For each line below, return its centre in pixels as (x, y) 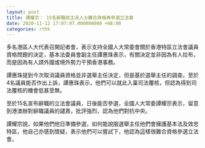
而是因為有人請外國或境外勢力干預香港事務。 (63, 62)
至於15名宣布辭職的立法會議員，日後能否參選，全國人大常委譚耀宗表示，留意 (103, 104)
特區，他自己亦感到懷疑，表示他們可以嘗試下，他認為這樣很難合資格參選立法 (103, 132)
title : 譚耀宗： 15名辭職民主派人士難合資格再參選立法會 (70, 18)
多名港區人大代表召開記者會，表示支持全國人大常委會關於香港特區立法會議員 (103, 47)
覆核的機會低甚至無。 (38, 90)
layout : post (23, 12)
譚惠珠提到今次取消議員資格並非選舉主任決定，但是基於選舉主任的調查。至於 (103, 75)
